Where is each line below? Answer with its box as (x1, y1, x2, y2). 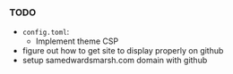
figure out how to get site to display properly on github (22, 45, 224, 56)
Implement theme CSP (35, 36, 119, 46)
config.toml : (22, 27, 70, 37)
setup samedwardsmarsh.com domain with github (22, 55, 208, 66)
